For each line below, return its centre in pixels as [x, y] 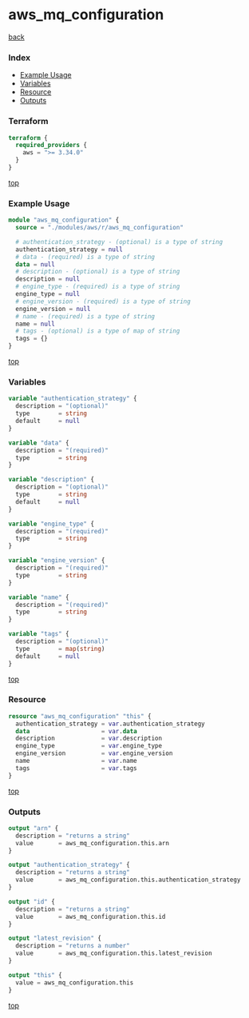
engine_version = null [53, 309]
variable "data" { [39, 443]
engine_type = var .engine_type [89, 746]
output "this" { [35, 975]
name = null [36, 324]
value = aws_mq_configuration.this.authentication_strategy [128, 880]
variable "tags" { [39, 634]
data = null [36, 264]
